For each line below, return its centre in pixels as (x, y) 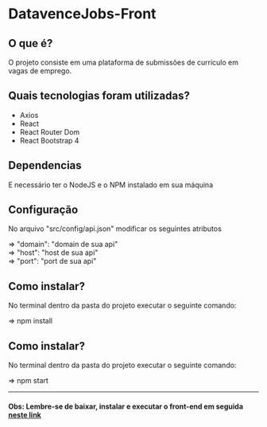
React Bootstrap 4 (49, 140)
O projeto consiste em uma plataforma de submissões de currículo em (123, 62)
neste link (25, 414)
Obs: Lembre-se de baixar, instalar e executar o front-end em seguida (126, 406)
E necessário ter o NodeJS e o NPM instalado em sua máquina (111, 185)
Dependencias (45, 165)
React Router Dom (50, 131)
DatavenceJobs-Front (82, 14)
